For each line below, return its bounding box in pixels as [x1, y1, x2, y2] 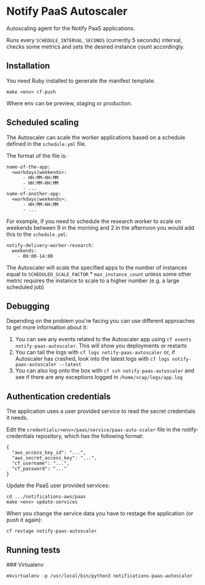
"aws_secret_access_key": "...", [12, 455, 97, 461]
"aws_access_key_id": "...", [12, 450, 86, 456]
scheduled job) [6, 283, 45, 290]
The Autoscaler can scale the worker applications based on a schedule [6, 134, 185, 141]
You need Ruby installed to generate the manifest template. [6, 77, 156, 84]
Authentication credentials [6, 391, 111, 402]
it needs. [6, 414, 29, 421]
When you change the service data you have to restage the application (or [6, 510, 194, 517]
